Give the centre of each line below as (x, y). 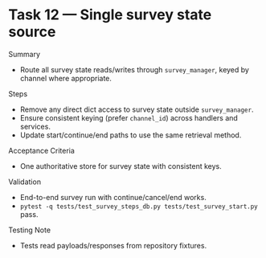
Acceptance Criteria (41, 150)
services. (35, 126)
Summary (25, 54)
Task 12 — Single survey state (110, 15)
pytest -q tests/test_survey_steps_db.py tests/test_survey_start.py (139, 207)
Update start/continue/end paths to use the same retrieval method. (131, 135)
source (32, 32)
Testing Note (29, 230)
